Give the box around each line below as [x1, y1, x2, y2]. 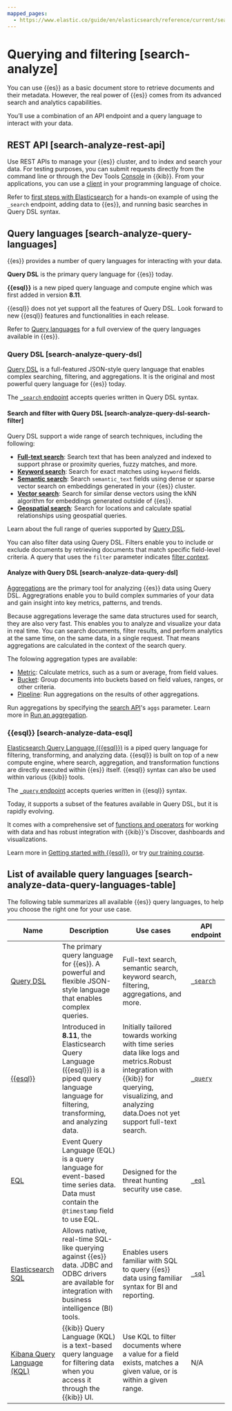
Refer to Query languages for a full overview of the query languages [7, 325, 202, 334]
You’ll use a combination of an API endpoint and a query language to [7, 112, 202, 120]
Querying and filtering [7, 46, 137, 62]
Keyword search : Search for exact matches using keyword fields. [17, 467, 202, 475]
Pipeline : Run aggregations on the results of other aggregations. [17, 690, 200, 698]
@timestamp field [61, 1206, 114, 1216]
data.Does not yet [122, 1108, 180, 1117]
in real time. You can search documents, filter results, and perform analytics [7, 626, 223, 635]
